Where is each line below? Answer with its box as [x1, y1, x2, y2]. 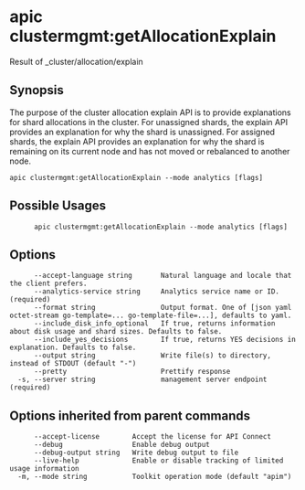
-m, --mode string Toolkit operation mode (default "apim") [17, 473, 292, 482]
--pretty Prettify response [33, 367, 231, 377]
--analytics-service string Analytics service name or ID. [33, 287, 280, 296]
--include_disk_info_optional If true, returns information [33, 319, 276, 328]
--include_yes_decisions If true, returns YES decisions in [33, 336, 297, 345]
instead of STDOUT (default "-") [9, 359, 137, 368]
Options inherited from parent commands [9, 408, 251, 423]
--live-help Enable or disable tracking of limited [33, 456, 284, 465]
